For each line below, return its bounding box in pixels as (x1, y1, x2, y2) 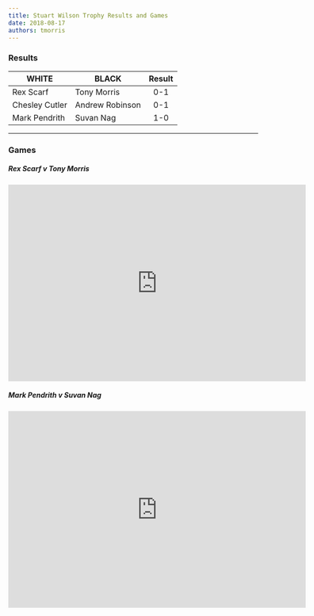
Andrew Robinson (75, 99, 141, 110)
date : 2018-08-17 (8, 19, 66, 27)
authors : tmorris (8, 26, 66, 34)
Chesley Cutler (12, 99, 67, 110)
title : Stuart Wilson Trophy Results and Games (8, 11, 169, 20)
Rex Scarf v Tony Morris (8, 164, 90, 174)
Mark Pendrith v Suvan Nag (8, 390, 101, 400)
